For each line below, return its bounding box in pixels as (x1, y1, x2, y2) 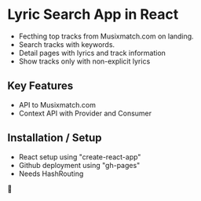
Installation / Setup (7, 131, 102, 144)
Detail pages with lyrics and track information (18, 48, 166, 57)
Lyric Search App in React (7, 5, 179, 24)
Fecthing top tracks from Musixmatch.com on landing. (18, 31, 194, 41)
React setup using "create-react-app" (18, 152, 141, 162)
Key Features (7, 79, 74, 93)
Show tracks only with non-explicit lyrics (18, 57, 151, 66)
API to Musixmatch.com (18, 100, 96, 109)
